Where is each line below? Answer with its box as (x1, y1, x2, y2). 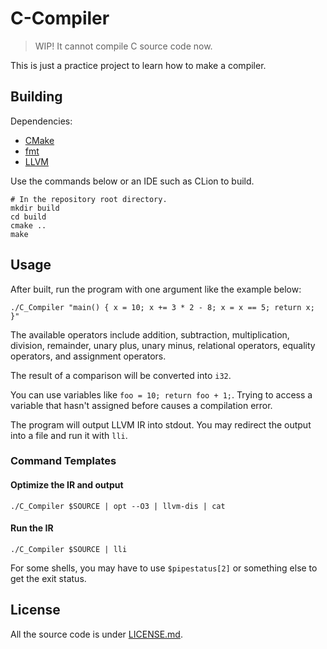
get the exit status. (10, 572, 87, 584)
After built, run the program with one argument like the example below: (10, 283, 302, 295)
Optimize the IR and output (10, 479, 124, 491)
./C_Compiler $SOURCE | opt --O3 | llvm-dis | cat (10, 501, 226, 511)
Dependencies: (10, 115, 73, 127)
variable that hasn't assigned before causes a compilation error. (10, 399, 273, 411)
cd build (10, 212, 47, 222)
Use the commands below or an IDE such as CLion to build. (10, 175, 255, 187)
